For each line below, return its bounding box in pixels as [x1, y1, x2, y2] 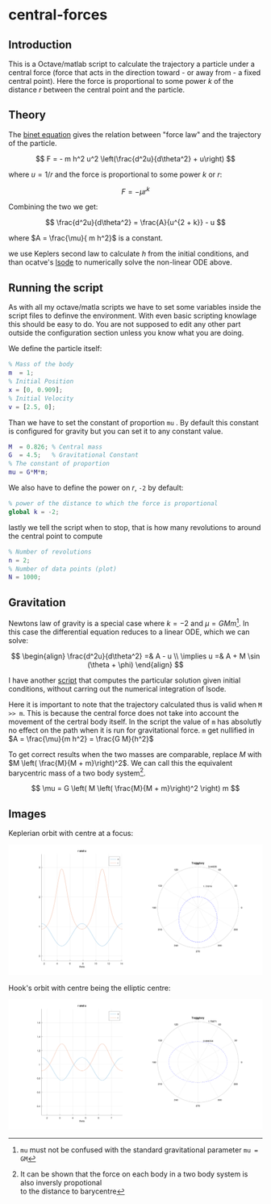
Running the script [8, 281, 103, 295]
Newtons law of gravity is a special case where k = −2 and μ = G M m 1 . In [8, 617, 249, 628]
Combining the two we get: [8, 202, 98, 211]
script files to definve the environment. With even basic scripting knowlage [8, 311, 257, 320]
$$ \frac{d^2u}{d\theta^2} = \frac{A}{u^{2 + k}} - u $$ [45, 218, 226, 228]
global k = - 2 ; [8, 508, 60, 516]
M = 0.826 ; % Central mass [8, 442, 103, 451]
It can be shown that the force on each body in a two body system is [19, 1169, 248, 1179]
